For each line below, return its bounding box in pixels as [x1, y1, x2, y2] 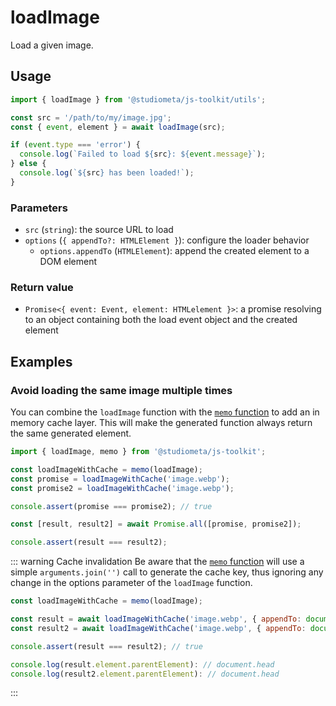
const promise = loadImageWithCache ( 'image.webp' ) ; [10, 474, 230, 484]
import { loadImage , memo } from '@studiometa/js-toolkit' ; [10, 447, 267, 457]
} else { [10, 159, 47, 169]
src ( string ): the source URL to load [24, 224, 174, 236]
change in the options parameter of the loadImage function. [10, 577, 253, 589]
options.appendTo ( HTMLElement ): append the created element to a [39, 245, 310, 257]
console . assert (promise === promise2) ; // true [10, 501, 213, 511]
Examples [10, 353, 73, 370]
